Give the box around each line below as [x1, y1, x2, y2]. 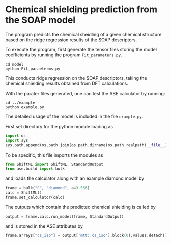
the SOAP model [5, 14, 76, 26]
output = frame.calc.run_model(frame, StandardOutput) [5, 214, 124, 219]
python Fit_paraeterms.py [5, 66, 60, 71]
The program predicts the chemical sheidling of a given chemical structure [5, 31, 162, 37]
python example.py [5, 104, 44, 110]
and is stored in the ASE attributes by [5, 223, 83, 229]
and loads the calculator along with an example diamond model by [5, 175, 145, 181]
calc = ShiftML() [5, 190, 42, 195]
